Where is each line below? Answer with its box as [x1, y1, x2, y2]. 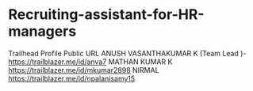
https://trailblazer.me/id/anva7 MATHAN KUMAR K [8, 57, 173, 66]
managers [8, 22, 77, 40]
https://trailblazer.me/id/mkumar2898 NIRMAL [8, 65, 160, 74]
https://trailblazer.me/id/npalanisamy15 [8, 74, 136, 83]
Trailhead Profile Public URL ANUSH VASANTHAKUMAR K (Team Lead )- [8, 48, 247, 58]
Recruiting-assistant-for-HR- [8, 6, 205, 24]
